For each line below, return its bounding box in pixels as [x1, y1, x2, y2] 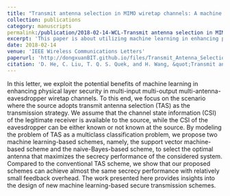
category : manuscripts [7, 23, 72, 29]
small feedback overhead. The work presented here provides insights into [7, 173, 216, 182]
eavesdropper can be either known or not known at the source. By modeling [7, 123, 222, 131]
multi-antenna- [179, 87, 221, 95]
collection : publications [7, 16, 81, 23]
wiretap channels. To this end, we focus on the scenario [47, 94, 206, 102]
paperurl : [7, 55, 36, 61]
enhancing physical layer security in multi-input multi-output [7, 87, 178, 95]
